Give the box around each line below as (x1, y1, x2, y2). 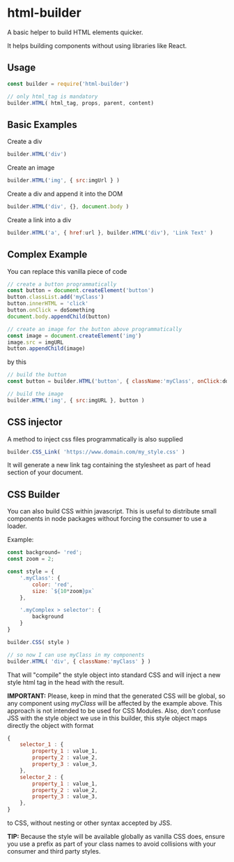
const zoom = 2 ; (7, 555, 54, 563)
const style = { (7, 568, 54, 575)
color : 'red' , (32, 581, 73, 588)
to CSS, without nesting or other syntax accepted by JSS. (7, 819, 173, 827)
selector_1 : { (19, 741, 64, 748)
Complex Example (7, 249, 88, 261)
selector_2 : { (19, 773, 64, 780)
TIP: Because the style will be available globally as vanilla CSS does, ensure (7, 833, 225, 840)
